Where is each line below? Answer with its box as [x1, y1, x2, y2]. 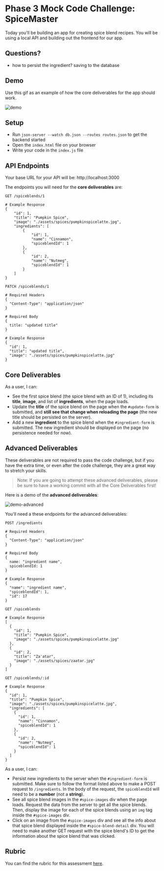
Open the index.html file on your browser [12, 142, 96, 148]
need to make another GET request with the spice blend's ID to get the [12, 828, 155, 834]
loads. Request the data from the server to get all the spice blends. [12, 802, 147, 808]
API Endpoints [5, 161, 49, 170]
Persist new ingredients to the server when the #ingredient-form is [12, 776, 148, 781]
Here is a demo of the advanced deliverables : [5, 492, 99, 498]
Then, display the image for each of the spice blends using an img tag [12, 807, 153, 812]
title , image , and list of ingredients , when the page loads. [12, 399, 129, 404]
